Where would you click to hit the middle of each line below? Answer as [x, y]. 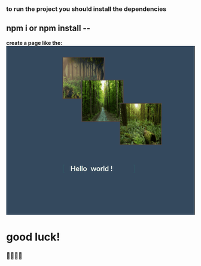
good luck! [33, 237]
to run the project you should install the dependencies [86, 9]
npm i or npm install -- [48, 28]
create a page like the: [34, 43]
